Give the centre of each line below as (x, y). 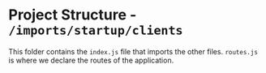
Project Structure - (73, 15)
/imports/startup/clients (96, 30)
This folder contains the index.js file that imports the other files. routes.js (133, 51)
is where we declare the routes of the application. (91, 60)
